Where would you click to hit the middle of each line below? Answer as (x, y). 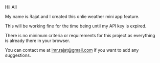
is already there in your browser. (38, 41)
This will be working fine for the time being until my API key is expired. (76, 26)
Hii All (11, 7)
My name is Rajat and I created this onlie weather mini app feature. (72, 16)
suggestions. (18, 55)
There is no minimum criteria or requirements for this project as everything (80, 35)
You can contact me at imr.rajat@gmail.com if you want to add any (72, 50)
